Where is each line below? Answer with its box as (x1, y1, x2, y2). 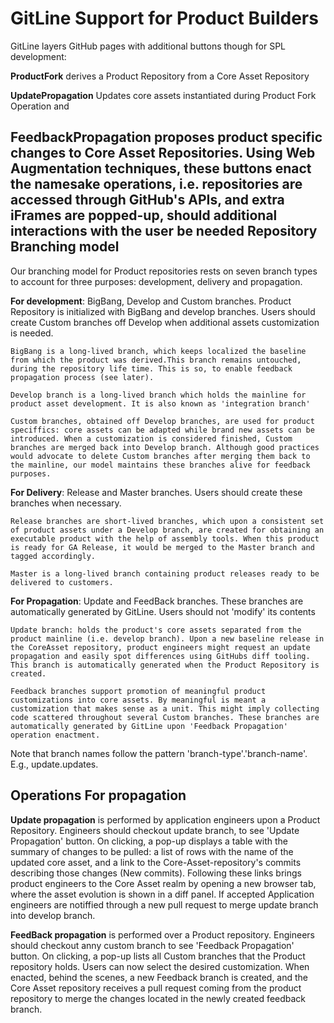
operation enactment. (10, 730, 101, 740)
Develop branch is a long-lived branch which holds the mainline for (10, 390, 307, 400)
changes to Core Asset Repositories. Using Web (10, 145, 316, 162)
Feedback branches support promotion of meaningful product (10, 686, 267, 696)
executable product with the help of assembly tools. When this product (10, 533, 320, 544)
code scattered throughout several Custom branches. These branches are (10, 712, 320, 722)
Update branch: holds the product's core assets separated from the (10, 625, 302, 635)
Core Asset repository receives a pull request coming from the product (10, 982, 302, 994)
